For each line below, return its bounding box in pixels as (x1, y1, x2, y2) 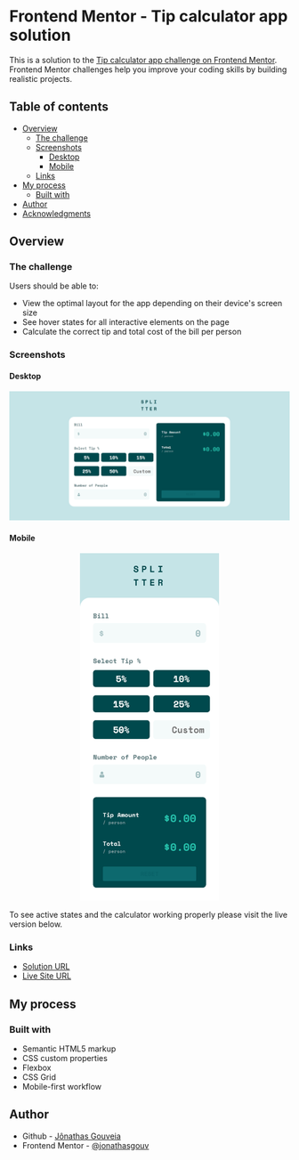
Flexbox (21, 1062, 52, 1073)
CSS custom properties (21, 1052, 109, 1063)
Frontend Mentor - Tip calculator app (9, 6, 288, 27)
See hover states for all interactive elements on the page (21, 317, 230, 328)
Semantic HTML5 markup (21, 1043, 117, 1054)
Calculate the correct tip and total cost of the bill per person (21, 327, 242, 337)
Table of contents (9, 100, 109, 115)
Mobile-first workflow (21, 1081, 102, 1091)
